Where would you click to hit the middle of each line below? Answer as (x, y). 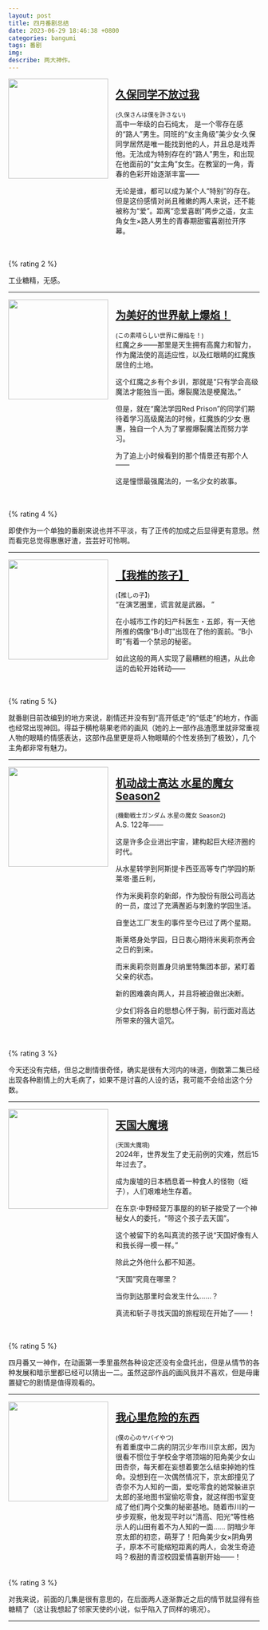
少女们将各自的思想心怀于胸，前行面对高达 (185, 1011)
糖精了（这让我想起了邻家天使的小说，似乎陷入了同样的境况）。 (111, 1609)
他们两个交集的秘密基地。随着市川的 (189, 1506)
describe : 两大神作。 (41, 61)
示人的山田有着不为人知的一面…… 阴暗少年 (185, 1526)
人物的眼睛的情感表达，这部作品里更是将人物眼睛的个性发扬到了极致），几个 (132, 738)
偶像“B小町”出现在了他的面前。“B (191, 631)
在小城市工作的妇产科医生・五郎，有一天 (182, 622)
